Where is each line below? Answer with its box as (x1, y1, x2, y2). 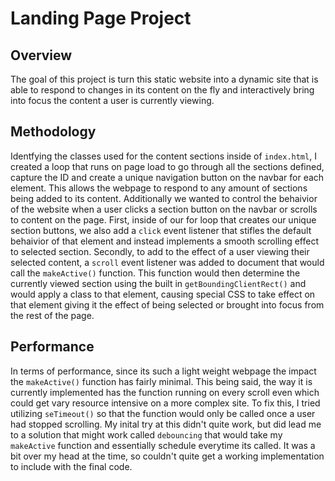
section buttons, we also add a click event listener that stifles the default (10, 224, 312, 236)
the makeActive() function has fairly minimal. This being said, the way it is (10, 375, 313, 387)
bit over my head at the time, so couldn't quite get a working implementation (10, 450, 325, 462)
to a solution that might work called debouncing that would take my (10, 428, 283, 441)
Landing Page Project (10, 7, 192, 30)
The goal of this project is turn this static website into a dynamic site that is (10, 73, 319, 85)
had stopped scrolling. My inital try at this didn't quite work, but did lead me (10, 418, 322, 430)
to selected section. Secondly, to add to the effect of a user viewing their (10, 245, 310, 257)
